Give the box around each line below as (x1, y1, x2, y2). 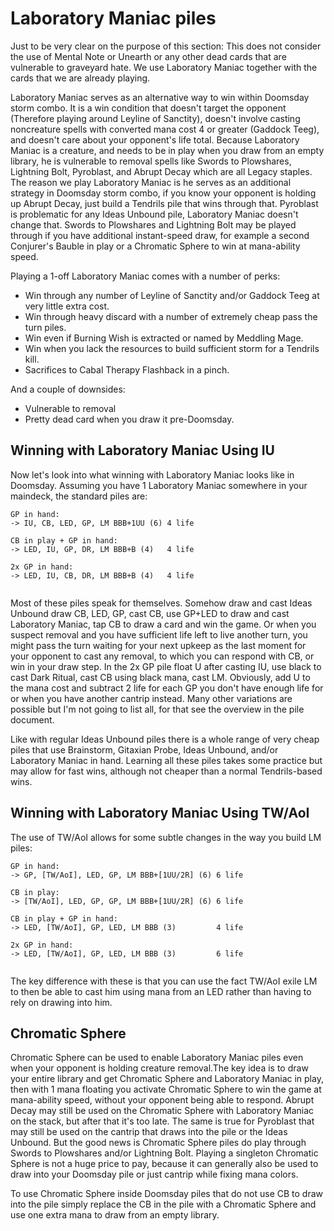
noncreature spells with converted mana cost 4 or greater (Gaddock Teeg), (10, 123, 320, 135)
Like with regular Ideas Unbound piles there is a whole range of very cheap (10, 733, 320, 745)
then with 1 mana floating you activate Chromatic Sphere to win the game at (10, 1083, 322, 1096)
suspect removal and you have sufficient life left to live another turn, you (10, 628, 308, 641)
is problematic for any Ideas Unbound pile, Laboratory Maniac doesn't (10, 208, 299, 220)
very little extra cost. (24, 300, 110, 312)
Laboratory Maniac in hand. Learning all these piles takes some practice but (10, 754, 323, 766)
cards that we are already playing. (10, 72, 151, 84)
